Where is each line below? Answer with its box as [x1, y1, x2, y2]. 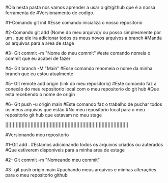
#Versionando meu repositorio [5, 132, 69, 138]
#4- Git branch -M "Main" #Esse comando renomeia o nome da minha [5, 66, 153, 71]
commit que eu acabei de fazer [5, 55, 71, 62]
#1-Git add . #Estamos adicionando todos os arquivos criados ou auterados [5, 142, 163, 147]
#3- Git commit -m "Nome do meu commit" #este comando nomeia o [5, 50, 151, 56]
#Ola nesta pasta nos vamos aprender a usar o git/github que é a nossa [5, 5, 156, 10]
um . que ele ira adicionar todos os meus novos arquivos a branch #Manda [5, 35, 162, 41]
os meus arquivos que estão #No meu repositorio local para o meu [5, 107, 145, 112]
